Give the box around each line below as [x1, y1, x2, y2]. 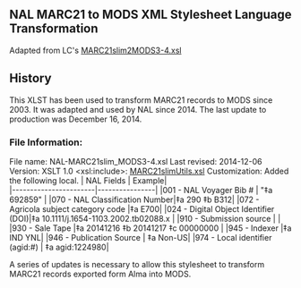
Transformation [9, 21, 99, 37]
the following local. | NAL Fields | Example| [9, 174, 168, 186]
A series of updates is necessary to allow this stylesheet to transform [9, 258, 265, 269]
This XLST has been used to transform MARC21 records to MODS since [9, 94, 273, 106]
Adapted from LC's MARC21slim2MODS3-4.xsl [9, 45, 182, 55]
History [9, 71, 52, 86]
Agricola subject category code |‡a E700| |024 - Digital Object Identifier [9, 203, 275, 214]
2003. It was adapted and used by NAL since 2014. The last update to [9, 104, 267, 114]
